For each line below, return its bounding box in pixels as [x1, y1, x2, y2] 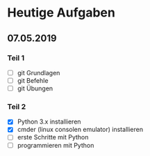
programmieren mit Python [17, 141, 94, 149]
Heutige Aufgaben [7, 5, 116, 21]
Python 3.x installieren [17, 117, 81, 126]
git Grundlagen [17, 68, 60, 77]
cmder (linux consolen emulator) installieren [17, 126, 144, 134]
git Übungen [17, 84, 53, 92]
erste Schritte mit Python [17, 133, 89, 142]
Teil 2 [7, 101, 26, 111]
